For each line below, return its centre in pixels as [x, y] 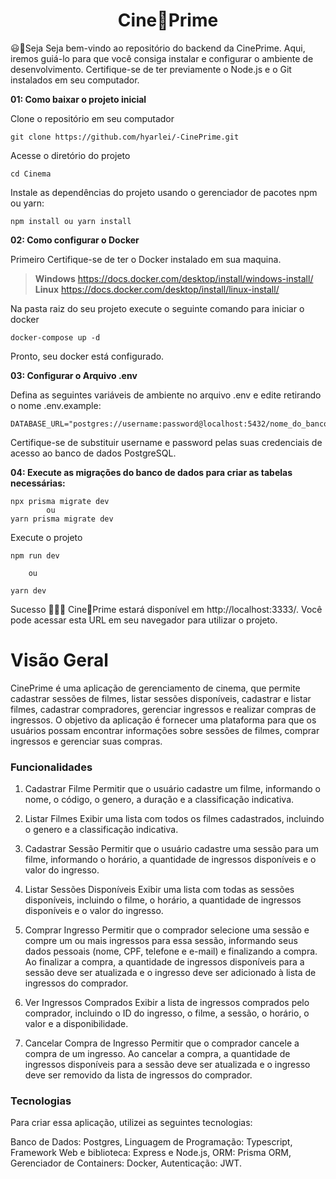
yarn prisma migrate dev [62, 519]
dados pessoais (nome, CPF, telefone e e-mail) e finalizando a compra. [171, 951]
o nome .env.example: [56, 405]
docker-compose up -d [55, 337]
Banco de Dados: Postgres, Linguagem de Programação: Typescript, [151, 1142]
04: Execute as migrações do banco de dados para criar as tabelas [151, 472]
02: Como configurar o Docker [75, 240]
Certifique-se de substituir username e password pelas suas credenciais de [166, 442]
